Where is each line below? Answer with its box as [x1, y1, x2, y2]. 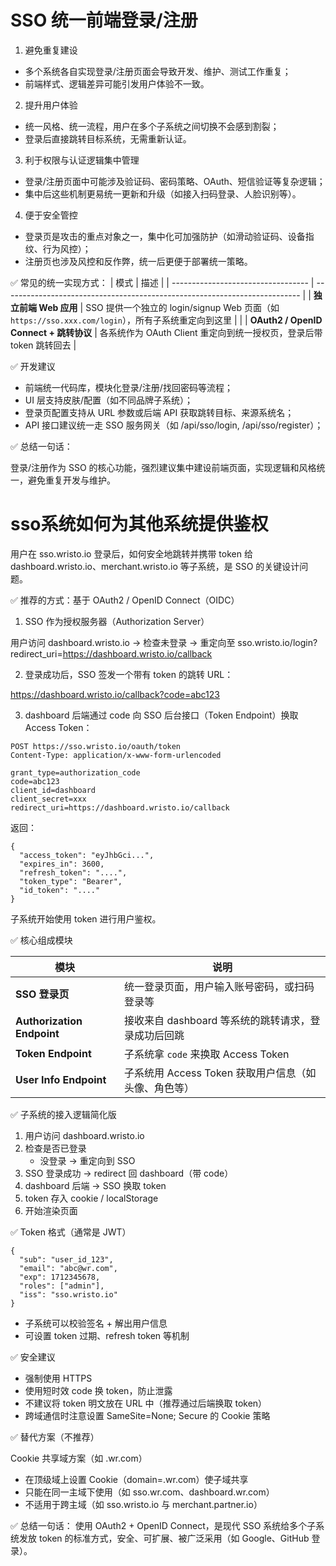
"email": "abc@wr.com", [19, 1263, 118, 1273]
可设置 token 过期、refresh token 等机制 [24, 1329, 190, 1341]
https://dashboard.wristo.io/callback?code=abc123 [10, 688, 220, 700]
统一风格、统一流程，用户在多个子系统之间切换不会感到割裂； [24, 120, 280, 132]
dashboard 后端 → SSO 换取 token [24, 1179, 167, 1191]
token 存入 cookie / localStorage [24, 1192, 159, 1204]
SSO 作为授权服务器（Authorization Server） [24, 615, 210, 627]
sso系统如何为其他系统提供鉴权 [10, 513, 269, 536]
